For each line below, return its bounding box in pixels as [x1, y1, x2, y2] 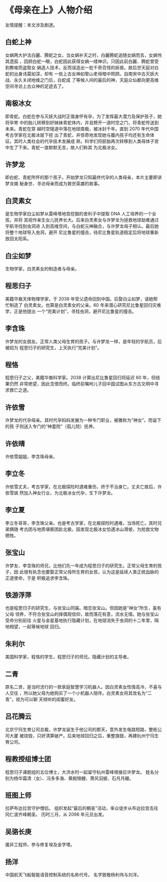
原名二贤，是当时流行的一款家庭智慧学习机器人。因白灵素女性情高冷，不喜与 [5, 684, 162, 689]
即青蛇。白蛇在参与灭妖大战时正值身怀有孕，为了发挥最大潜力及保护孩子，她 [5, 113, 162, 119]
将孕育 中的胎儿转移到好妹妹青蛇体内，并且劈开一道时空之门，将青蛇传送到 [5, 119, 159, 125]
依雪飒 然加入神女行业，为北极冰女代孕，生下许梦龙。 [5, 490, 115, 495]
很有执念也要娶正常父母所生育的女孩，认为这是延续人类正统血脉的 [23, 569, 159, 575]
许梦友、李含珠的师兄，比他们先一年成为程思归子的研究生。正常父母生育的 [5, 563, 158, 569]
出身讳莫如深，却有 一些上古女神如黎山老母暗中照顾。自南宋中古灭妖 [13, 71, 155, 77]
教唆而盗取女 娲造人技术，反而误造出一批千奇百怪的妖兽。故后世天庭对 [9, 64, 155, 70]
